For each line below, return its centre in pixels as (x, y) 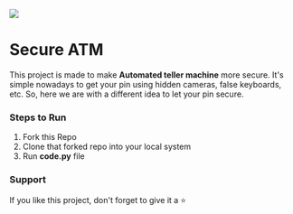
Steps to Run (38, 117)
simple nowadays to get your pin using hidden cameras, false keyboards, (146, 84)
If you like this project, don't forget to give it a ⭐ (98, 200)
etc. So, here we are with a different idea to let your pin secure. (127, 94)
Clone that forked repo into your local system (107, 147)
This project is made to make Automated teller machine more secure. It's (146, 74)
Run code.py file (54, 156)
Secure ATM (57, 50)
